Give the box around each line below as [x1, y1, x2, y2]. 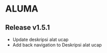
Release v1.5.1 [5, 23, 50, 32]
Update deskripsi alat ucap [12, 36, 69, 42]
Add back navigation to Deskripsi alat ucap [12, 42, 102, 48]
